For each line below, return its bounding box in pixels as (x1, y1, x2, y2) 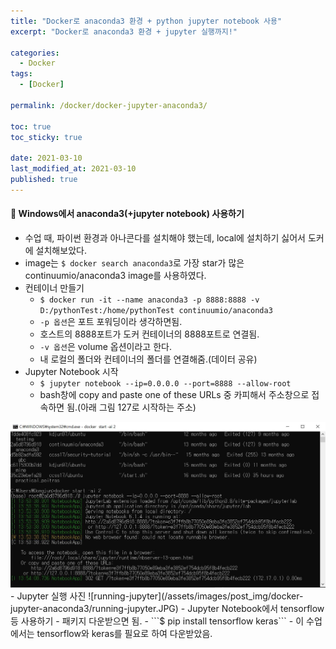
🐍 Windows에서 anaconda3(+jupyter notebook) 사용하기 (10, 208, 245, 220)
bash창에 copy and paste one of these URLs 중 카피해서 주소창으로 (39, 388, 310, 400)
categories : (10, 48, 60, 58)
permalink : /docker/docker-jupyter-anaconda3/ (10, 100, 208, 110)
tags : (10, 69, 33, 79)
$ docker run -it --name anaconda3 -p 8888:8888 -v (39, 295, 260, 305)
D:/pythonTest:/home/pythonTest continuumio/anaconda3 (39, 305, 273, 315)
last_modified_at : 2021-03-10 (10, 164, 137, 174)
